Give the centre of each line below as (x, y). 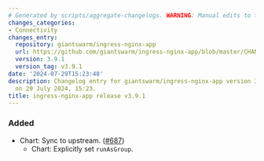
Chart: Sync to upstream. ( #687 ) (72, 140)
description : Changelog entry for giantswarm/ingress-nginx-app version (130, 81)
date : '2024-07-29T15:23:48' (56, 74)
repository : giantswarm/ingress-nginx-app (86, 45)
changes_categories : (42, 23)
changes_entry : (33, 37)
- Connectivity (33, 30)
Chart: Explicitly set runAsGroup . (82, 148)
